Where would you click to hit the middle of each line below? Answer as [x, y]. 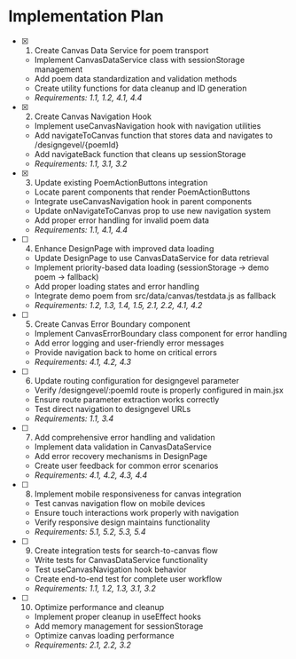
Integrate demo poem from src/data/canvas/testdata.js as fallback [155, 296]
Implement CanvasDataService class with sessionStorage [140, 60]
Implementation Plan [86, 16]
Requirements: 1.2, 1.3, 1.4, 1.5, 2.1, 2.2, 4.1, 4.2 [118, 305]
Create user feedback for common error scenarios [126, 465]
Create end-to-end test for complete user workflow [128, 578]
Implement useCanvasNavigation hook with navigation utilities [148, 125]
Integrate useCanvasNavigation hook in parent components [143, 201]
